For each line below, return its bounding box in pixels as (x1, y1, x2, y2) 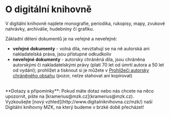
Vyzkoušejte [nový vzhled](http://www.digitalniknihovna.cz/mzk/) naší (5, 98, 153, 105)
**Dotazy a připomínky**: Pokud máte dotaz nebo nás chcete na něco (5, 88, 154, 94)
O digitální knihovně (5, 4, 92, 15)
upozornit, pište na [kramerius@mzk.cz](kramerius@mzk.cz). (5, 93, 134, 99)
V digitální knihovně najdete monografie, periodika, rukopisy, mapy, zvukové (5, 20, 165, 26)
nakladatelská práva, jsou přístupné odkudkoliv (12, 51, 112, 57)
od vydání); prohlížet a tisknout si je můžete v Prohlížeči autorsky (12, 67, 149, 73)
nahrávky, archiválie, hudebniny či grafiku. (5, 25, 94, 32)
